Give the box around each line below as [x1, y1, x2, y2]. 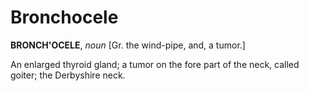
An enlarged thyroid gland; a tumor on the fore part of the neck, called [10, 58, 300, 70]
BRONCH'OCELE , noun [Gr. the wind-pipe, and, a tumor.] [10, 39, 246, 51]
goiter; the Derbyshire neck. [10, 69, 126, 81]
